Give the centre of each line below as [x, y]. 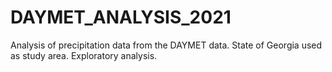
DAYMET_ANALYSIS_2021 [121, 17]
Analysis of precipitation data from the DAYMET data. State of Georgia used [166, 45]
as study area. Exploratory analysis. [84, 55]
